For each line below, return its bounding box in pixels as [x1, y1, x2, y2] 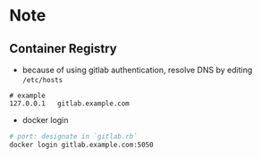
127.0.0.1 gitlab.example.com [9, 99, 130, 108]
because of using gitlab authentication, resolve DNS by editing [21, 64, 253, 75]
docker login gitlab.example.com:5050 [9, 140, 154, 149]
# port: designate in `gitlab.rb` [9, 132, 139, 141]
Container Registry [9, 41, 118, 56]
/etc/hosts [21, 76, 63, 85]
